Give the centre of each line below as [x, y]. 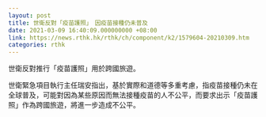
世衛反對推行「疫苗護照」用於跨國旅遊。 [74, 69]
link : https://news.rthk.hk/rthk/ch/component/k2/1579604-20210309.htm [129, 38]
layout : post [30, 15]
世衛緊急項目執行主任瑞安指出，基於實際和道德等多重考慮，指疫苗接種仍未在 [133, 85]
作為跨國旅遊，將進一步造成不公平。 [81, 105]
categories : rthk [37, 45]
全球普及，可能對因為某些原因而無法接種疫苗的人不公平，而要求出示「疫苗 [129, 95]
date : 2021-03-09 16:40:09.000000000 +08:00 [83, 30]
